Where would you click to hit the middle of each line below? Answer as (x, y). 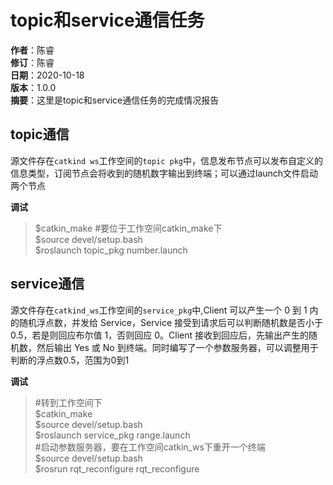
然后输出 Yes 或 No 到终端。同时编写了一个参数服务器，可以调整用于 (177, 347)
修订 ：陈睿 (32, 62)
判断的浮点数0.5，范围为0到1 (70, 360)
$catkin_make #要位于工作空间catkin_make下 (128, 228)
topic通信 (40, 134)
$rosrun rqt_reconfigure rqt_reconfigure (117, 468)
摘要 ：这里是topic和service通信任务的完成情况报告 (115, 100)
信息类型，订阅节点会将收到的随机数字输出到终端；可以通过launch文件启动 (164, 173)
